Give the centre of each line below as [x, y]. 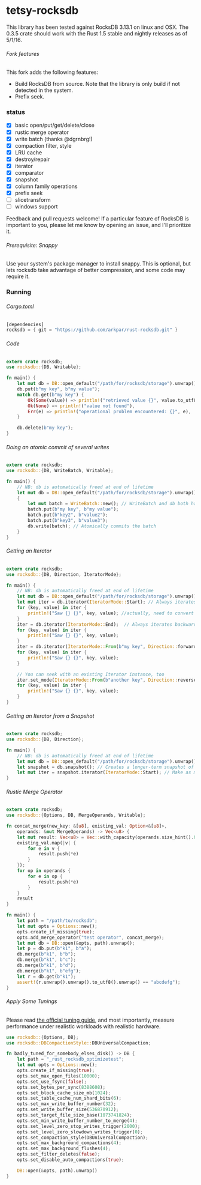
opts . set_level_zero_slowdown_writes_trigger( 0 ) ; [80, 1132]
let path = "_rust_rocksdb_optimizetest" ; [71, 1059]
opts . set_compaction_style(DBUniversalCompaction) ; [83, 1138]
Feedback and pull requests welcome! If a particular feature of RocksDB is [98, 219]
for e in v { [44, 848]
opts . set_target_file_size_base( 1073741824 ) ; [75, 1115]
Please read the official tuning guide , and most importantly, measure [90, 1020]
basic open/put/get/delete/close [54, 125]
